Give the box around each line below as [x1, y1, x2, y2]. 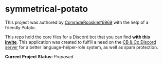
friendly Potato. [5, 24, 36, 30]
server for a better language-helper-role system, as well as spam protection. [5, 44, 158, 50]
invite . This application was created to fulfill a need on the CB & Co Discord [5, 39, 157, 45]
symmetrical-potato [5, 3, 89, 15]
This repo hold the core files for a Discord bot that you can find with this [5, 34, 150, 40]
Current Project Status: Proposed [5, 53, 73, 59]
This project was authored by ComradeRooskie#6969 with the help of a [5, 19, 148, 25]
